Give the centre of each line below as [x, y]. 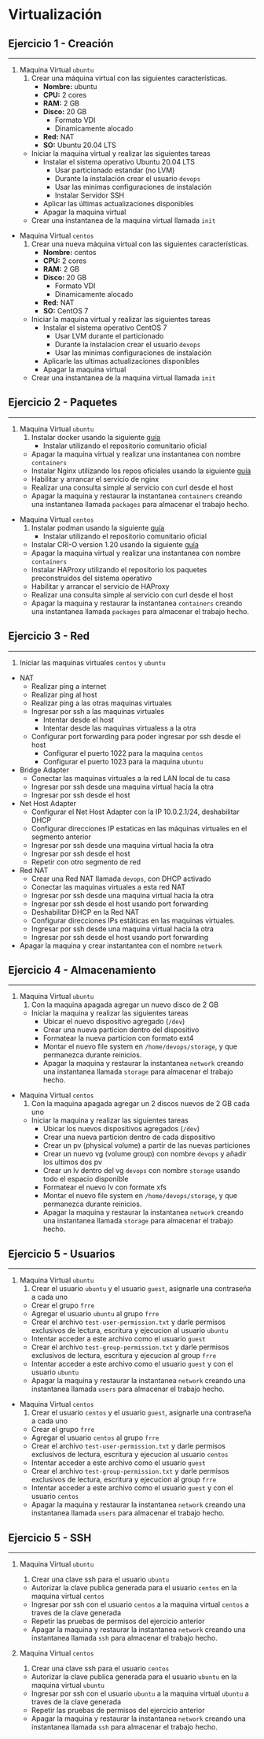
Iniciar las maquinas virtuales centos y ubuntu [93, 662]
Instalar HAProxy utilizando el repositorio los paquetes [119, 569]
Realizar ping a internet [69, 686]
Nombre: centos [70, 252]
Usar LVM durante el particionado [109, 336]
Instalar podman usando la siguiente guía [98, 527]
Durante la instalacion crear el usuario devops [128, 344]
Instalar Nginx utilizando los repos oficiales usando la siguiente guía [141, 471]
